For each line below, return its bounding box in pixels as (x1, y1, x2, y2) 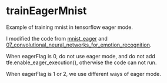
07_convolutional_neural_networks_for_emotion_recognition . (6, 41, 152, 48)
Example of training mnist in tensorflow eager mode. (6, 24, 133, 31)
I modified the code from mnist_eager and (6, 35, 108, 42)
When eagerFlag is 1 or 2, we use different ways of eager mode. (6, 70, 162, 77)
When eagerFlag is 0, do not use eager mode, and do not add (6, 52, 156, 59)
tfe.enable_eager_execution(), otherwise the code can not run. (6, 59, 157, 66)
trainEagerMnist (6, 4, 87, 18)
